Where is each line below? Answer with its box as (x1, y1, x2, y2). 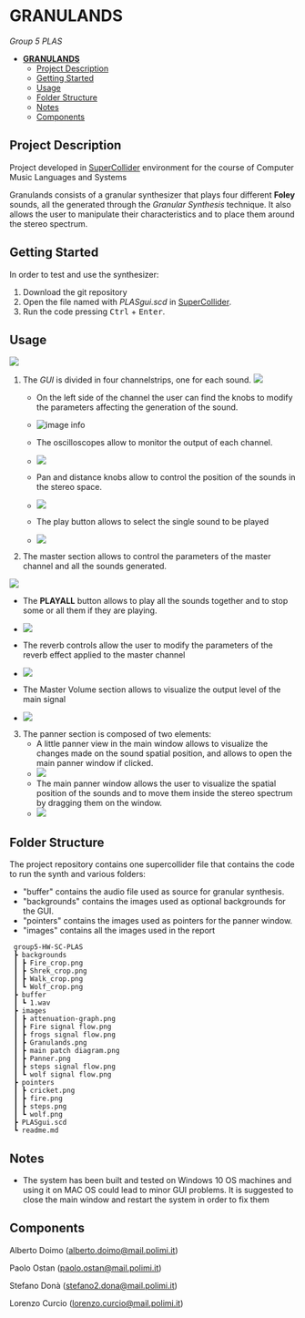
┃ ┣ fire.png (13, 1094, 64, 1103)
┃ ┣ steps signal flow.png (13, 1062, 117, 1071)
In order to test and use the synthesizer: (9, 269, 159, 280)
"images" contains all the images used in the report (22, 925, 216, 936)
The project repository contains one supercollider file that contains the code (9, 859, 295, 870)
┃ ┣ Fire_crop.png (13, 958, 84, 968)
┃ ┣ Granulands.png (13, 1038, 88, 1047)
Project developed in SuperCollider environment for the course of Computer (9, 161, 294, 173)
